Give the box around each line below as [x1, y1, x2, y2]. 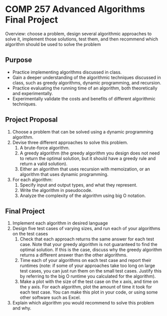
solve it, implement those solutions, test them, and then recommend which [5, 36, 159, 42]
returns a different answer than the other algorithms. [19, 252, 128, 258]
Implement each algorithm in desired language [12, 220, 108, 226]
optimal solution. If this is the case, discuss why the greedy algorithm [19, 246, 162, 253]
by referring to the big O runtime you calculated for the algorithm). [19, 273, 156, 279]
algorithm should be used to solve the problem [5, 41, 101, 47]
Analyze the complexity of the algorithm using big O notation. [19, 192, 146, 198]
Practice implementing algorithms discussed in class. [12, 69, 122, 75]
